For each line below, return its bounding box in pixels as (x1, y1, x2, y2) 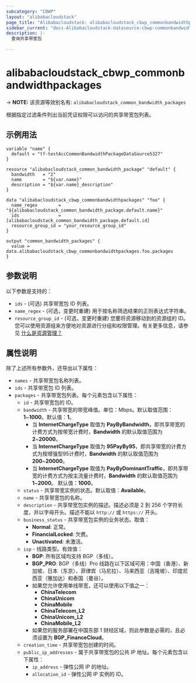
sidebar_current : (6, 25, 48, 31)
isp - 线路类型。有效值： (23, 545, 83, 552)
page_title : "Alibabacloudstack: (6, 19, 87, 25)
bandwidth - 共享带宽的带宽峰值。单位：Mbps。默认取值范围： (23, 407, 173, 414)
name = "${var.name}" (11, 176, 82, 182)
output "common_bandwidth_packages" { (6, 238, 100, 244)
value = (11, 243, 30, 249)
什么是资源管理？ (21, 329, 62, 336)
